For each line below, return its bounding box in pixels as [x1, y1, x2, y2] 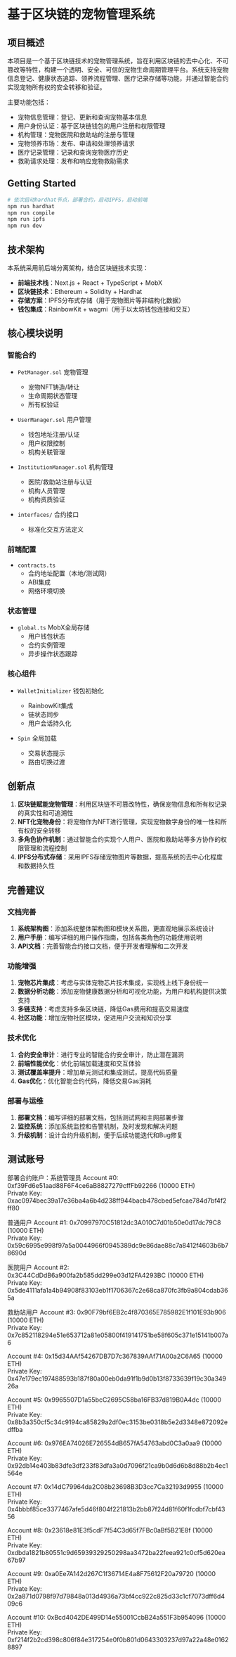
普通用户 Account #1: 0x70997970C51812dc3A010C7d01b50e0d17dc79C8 [7, 1218, 221, 1227]
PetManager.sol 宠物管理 [17, 367, 88, 376]
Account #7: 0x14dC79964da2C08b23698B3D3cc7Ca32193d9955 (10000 [7, 1482, 224, 1491]
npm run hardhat [7, 203, 55, 210]
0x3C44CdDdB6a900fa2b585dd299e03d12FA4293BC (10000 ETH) [7, 1271, 204, 1279]
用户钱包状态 [27, 632, 65, 641]
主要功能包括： [7, 98, 51, 106]
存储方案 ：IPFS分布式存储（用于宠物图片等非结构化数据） [17, 296, 185, 305]
